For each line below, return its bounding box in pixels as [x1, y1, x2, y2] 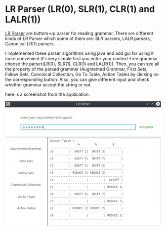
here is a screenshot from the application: [5, 91, 90, 97]
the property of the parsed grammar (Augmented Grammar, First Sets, [5, 66, 148, 72]
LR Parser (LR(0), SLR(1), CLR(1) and [5, 3, 155, 15]
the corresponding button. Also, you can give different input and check [5, 77, 150, 82]
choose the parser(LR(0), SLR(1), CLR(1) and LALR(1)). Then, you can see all [5, 61, 160, 67]
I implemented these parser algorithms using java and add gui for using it [5, 50, 154, 56]
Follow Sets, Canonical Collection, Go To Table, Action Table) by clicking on [5, 71, 159, 77]
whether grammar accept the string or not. [5, 81, 92, 87]
